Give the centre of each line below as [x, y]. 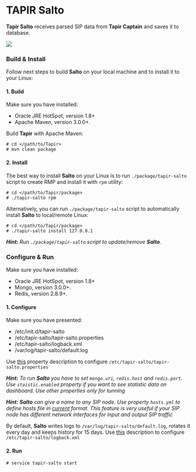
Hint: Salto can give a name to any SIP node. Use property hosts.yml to [93, 402]
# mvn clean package [31, 150]
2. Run [14, 451]
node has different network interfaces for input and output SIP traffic [89, 414]
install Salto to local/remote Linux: [48, 215]
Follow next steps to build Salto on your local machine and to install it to [93, 72]
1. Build [15, 91]
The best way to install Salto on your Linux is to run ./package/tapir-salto [96, 175]
